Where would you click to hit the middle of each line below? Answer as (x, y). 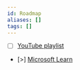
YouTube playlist (40, 46)
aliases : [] (24, 20)
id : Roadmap (24, 13)
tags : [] (20, 26)
